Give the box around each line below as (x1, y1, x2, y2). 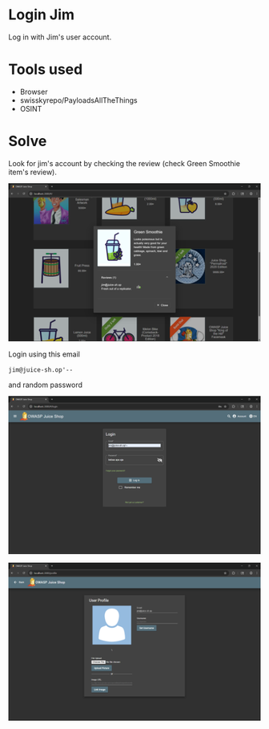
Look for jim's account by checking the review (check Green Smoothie (8, 158, 240, 168)
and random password (8, 380, 82, 389)
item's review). (8, 167, 58, 177)
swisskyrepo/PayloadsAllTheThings (19, 95, 138, 105)
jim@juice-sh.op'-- (8, 365, 74, 374)
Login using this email (8, 349, 80, 359)
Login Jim (8, 6, 74, 24)
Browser (19, 87, 48, 96)
